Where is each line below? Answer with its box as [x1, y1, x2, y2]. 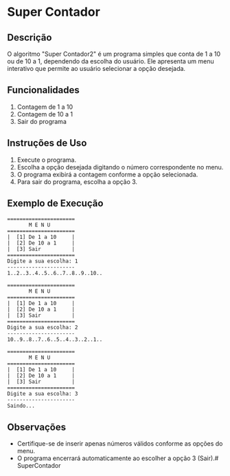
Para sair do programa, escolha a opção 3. [16, 177, 138, 186]
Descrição [7, 32, 52, 43]
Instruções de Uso [7, 137, 87, 149]
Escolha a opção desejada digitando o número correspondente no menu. [16, 163, 224, 171]
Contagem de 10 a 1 [16, 110, 73, 118]
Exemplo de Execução [7, 198, 104, 209]
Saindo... [7, 402, 36, 410]
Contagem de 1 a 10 [16, 103, 73, 111]
